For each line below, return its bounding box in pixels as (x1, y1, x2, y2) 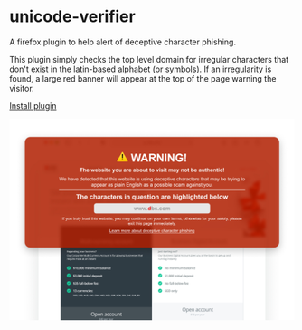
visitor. (9, 82, 34, 93)
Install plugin (9, 100, 57, 111)
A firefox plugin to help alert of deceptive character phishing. (9, 36, 237, 47)
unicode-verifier (9, 6, 136, 27)
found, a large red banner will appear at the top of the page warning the (9, 73, 277, 83)
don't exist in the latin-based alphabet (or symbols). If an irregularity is (9, 63, 272, 74)
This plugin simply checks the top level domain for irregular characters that (9, 53, 289, 64)
